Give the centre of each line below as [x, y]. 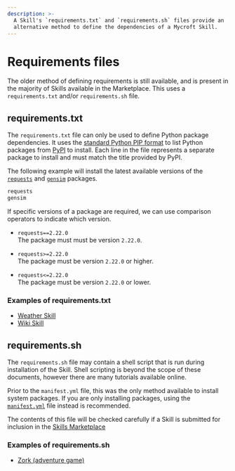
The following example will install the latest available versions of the [105, 171]
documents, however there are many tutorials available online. [97, 377]
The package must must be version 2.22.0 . [80, 240]
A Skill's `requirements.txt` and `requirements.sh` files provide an [119, 20]
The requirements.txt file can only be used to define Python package [108, 135]
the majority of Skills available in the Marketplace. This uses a [96, 89]
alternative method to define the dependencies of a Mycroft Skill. [116, 27]
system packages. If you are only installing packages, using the [99, 398]
